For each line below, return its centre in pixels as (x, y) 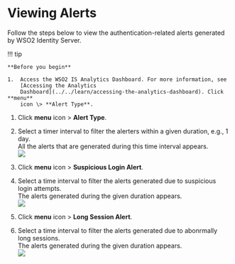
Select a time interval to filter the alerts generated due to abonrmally (117, 230)
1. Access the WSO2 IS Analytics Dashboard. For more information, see (117, 79)
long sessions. (39, 238)
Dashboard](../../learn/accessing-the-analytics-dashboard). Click (122, 92)
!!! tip (15, 54)
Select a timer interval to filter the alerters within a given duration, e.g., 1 (123, 131)
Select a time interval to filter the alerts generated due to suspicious (117, 181)
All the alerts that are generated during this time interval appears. (113, 146)
